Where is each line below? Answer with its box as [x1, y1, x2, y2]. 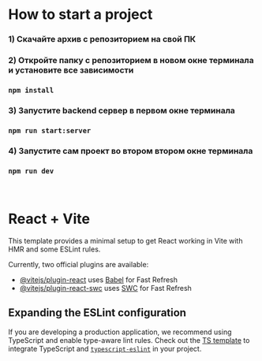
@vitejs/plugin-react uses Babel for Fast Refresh [19, 274, 178, 285]
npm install [8, 85, 54, 95]
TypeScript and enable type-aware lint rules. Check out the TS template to [8, 335, 250, 344]
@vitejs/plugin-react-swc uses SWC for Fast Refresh [19, 283, 192, 292]
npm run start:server [8, 126, 92, 135]
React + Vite [8, 210, 91, 228]
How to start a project [8, 6, 153, 24]
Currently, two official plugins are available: [8, 259, 149, 269]
